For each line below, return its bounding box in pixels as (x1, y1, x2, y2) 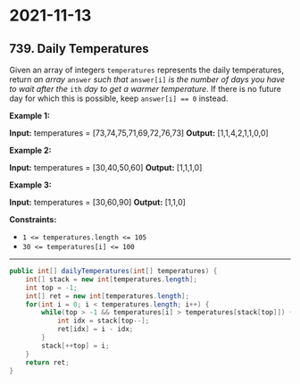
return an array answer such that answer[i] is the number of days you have (9, 74, 286, 85)
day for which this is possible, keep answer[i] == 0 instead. (9, 93, 229, 104)
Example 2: (9, 145, 52, 155)
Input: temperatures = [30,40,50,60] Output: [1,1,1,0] (9, 163, 203, 172)
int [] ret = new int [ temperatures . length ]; (25, 291, 190, 300)
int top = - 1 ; (25, 283, 78, 292)
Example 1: (9, 111, 51, 121)
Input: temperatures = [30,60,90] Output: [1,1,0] (9, 197, 186, 207)
